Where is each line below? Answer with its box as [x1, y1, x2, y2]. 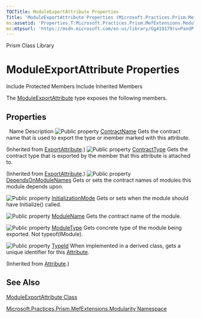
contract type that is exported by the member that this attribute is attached [6, 152, 190, 159]
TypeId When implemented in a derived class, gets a [51, 242, 181, 249]
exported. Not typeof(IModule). [6, 230, 83, 238]
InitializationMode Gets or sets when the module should [51, 194, 189, 202]
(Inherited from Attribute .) [6, 260, 70, 267]
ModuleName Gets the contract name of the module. [51, 212, 181, 220]
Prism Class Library [6, 42, 54, 49]
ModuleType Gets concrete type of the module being [51, 224, 182, 231]
